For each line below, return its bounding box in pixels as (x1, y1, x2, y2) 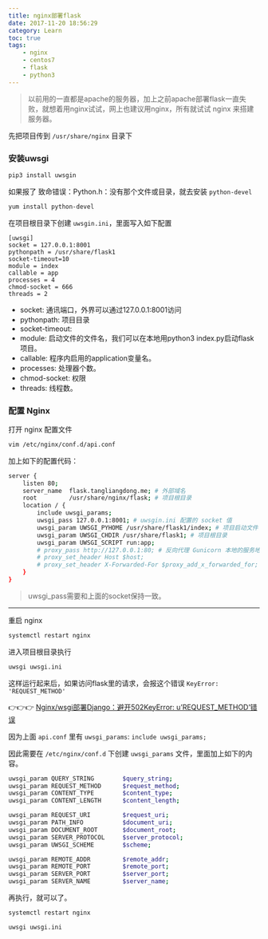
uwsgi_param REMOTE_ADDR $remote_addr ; (8, 855, 170, 863)
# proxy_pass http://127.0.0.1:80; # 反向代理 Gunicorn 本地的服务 (37, 546, 255, 554)
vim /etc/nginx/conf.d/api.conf (8, 440, 116, 448)
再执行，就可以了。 (8, 893, 72, 902)
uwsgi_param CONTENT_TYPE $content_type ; (8, 789, 173, 798)
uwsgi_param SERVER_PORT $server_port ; (8, 870, 170, 878)
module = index (8, 262, 59, 270)
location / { (22, 502, 66, 510)
